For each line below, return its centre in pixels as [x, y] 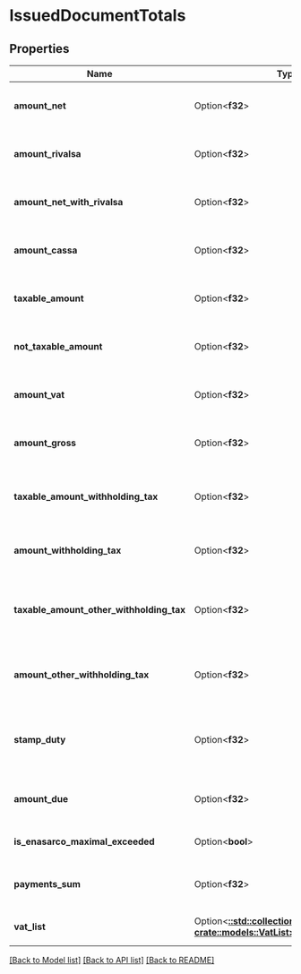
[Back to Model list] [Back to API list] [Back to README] [112, 960]
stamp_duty [40, 740]
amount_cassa [46, 250]
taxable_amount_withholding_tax [86, 496]
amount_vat [39, 395]
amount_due [41, 799]
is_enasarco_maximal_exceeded [84, 841]
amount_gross [45, 443]
